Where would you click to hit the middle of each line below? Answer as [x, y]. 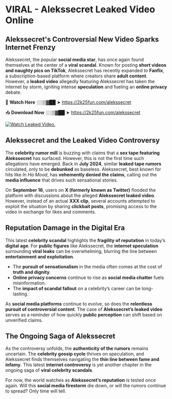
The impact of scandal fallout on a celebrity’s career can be [77, 288]
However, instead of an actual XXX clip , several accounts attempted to [80, 201]
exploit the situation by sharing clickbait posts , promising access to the [81, 206]
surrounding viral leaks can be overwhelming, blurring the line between [81, 251]
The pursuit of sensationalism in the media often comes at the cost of [88, 266]
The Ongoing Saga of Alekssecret [60, 336]
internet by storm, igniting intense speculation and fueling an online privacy [86, 87]
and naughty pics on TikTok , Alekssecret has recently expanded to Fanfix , [85, 71]
